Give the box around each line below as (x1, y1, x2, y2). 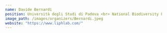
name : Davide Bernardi (5, 7, 52, 12)
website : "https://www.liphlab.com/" (5, 20, 83, 26)
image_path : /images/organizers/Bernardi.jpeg (5, 16, 103, 21)
